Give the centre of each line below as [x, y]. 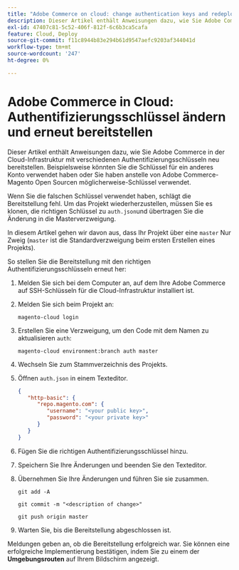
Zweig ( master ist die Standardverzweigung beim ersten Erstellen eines [111, 240]
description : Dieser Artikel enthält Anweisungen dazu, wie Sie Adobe [114, 21]
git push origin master [53, 517]
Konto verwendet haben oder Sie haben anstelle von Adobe [95, 175]
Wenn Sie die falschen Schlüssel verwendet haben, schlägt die [100, 196]
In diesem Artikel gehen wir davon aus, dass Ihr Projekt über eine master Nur [119, 232]
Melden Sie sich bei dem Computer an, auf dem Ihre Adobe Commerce [122, 283]
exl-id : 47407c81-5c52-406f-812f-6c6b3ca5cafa [78, 27]
